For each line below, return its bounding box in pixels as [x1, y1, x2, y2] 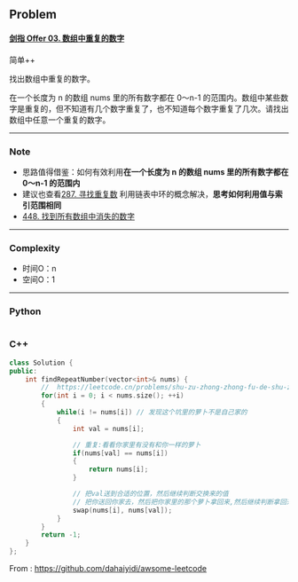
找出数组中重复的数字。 [9, 73, 95, 83]
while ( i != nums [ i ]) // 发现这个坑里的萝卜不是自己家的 [56, 408, 248, 417]
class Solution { [9, 358, 74, 367]
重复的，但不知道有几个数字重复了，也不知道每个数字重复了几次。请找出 [24, 103, 289, 114]
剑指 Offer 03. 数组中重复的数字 [9, 33, 125, 43]
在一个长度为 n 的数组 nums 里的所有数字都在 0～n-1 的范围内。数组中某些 [9, 92, 281, 103]
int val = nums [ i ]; [72, 424, 145, 433]
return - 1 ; [41, 531, 82, 539]
